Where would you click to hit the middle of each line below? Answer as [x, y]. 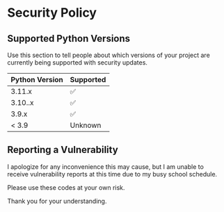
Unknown [86, 125]
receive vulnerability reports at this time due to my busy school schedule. [112, 174]
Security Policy [52, 13]
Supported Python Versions [69, 39]
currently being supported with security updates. [78, 63]
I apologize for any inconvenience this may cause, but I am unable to [105, 166]
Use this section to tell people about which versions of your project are [109, 55]
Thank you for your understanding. [57, 201]
